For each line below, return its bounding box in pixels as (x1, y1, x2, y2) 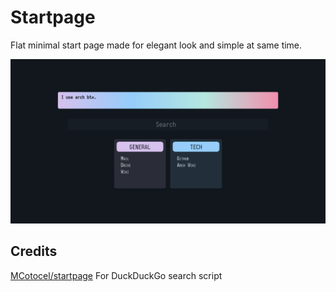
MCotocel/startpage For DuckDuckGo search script (10, 269, 223, 281)
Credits (10, 243, 58, 260)
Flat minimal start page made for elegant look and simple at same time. (10, 39, 303, 51)
